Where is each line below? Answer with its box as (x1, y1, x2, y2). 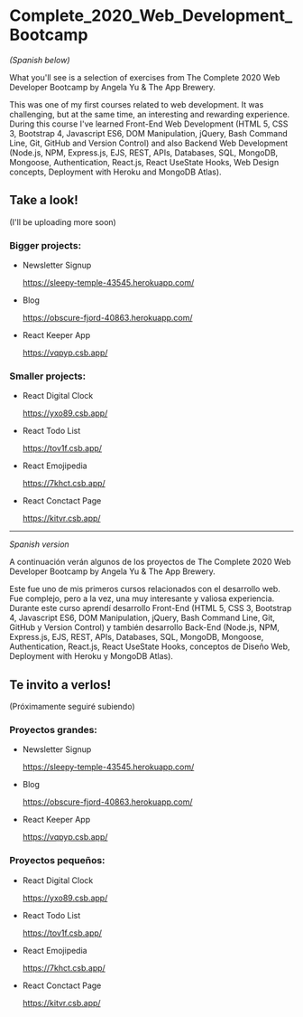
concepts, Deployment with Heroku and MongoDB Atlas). (9, 166, 223, 177)
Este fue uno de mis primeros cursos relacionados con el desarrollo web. (9, 584, 281, 595)
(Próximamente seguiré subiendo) (9, 702, 135, 712)
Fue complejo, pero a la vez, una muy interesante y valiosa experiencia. (9, 593, 275, 604)
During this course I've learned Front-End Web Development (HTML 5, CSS (9, 118, 289, 129)
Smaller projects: (9, 370, 87, 382)
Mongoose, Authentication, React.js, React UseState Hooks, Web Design (9, 156, 280, 167)
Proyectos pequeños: (9, 854, 106, 867)
